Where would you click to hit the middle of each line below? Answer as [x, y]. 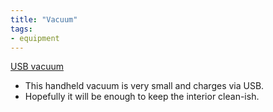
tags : [21, 29]
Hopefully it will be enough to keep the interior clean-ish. [142, 97]
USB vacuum [37, 67]
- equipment [35, 38]
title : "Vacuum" [44, 19]
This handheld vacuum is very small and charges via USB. [144, 86]
